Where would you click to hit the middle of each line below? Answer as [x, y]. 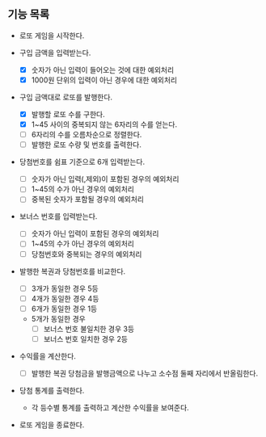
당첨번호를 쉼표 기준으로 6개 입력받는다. [82, 162]
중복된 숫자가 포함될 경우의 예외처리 [88, 200]
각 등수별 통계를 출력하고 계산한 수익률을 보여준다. [110, 407]
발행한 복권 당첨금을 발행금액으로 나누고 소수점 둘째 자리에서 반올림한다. [145, 373]
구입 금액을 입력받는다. [55, 53]
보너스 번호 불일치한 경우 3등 [89, 329]
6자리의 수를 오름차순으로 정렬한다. [87, 135]
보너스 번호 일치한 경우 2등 [86, 338]
